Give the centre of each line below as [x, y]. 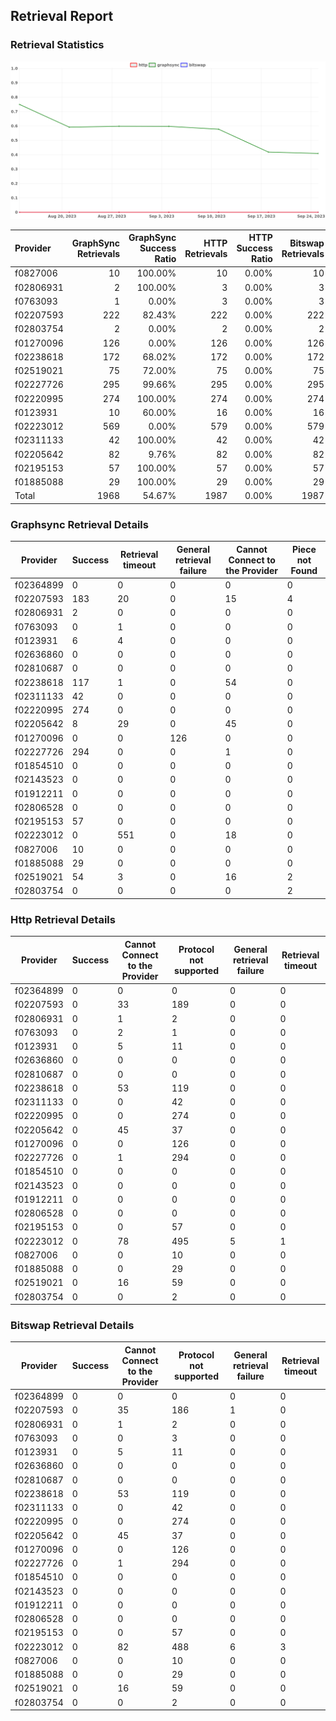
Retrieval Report [62, 16]
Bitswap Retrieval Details [72, 1325]
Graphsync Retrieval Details [79, 524]
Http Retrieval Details [63, 919]
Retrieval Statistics [57, 45]
